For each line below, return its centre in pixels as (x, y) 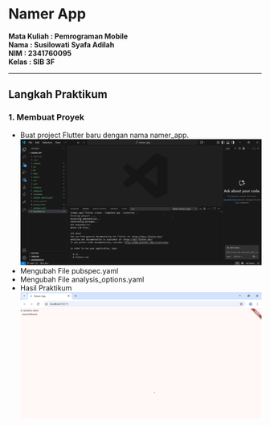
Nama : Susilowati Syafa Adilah (61, 44)
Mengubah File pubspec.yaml (69, 271)
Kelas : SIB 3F (31, 62)
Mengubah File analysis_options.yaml (82, 280)
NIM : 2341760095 (40, 53)
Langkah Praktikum (58, 94)
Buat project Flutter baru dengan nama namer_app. (104, 135)
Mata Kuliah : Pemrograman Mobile (68, 36)
